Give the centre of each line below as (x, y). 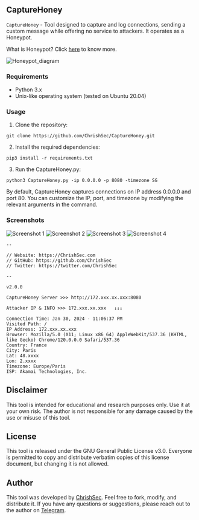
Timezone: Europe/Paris (36, 366)
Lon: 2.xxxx (21, 361)
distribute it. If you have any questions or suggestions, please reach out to (98, 504)
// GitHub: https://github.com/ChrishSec (59, 260)
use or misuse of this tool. (38, 417)
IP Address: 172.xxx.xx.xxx (42, 329)
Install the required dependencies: (58, 147)
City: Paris (21, 350)
